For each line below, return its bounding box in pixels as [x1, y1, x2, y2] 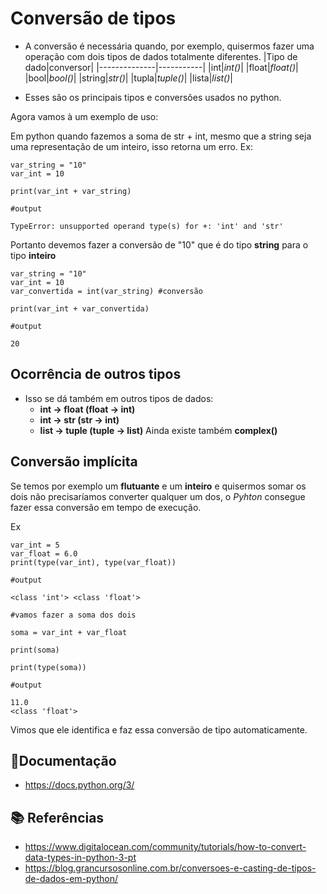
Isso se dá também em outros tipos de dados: [24, 392, 214, 404]
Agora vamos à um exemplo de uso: [10, 110, 159, 122]
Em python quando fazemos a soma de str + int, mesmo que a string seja [10, 130, 312, 142]
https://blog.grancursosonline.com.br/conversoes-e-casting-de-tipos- [24, 862, 317, 874]
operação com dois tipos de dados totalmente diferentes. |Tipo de [24, 50, 298, 62]
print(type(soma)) [10, 662, 87, 672]
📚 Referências [10, 809, 105, 826]
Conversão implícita [10, 453, 138, 471]
